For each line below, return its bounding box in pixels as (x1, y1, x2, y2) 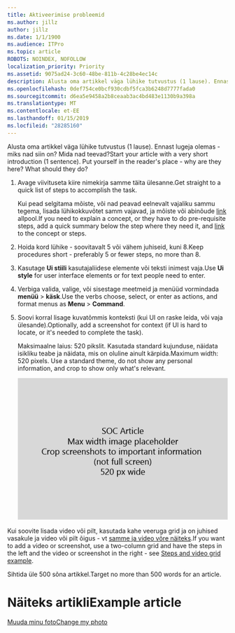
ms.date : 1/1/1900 (7, 34, 61, 41)
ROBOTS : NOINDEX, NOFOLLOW (7, 56, 86, 63)
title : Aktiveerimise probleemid (7, 11, 105, 18)
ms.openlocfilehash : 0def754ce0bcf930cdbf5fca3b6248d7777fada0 (7, 85, 196, 93)
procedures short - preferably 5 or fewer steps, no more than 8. (17, 250, 201, 259)
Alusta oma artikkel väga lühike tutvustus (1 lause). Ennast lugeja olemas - (7, 142, 220, 151)
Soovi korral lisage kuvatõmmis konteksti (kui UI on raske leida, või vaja (17, 313, 223, 322)
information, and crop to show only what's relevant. (17, 364, 166, 372)
